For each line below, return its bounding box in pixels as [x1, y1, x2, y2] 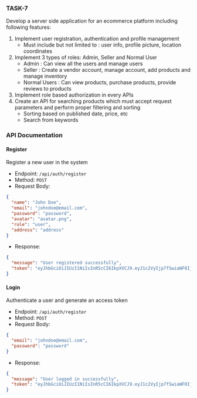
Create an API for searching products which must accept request [14, 98, 172, 105]
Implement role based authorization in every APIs [14, 91, 134, 98]
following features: [6, 24, 52, 31]
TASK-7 [6, 4, 28, 12]
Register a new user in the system [6, 159, 88, 166]
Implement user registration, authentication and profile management [14, 35, 180, 42]
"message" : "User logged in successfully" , [11, 376, 119, 382]
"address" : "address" [11, 227, 64, 233]
